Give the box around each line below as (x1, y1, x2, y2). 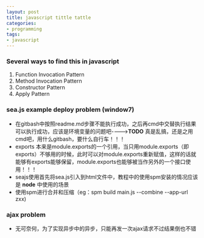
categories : (6, 20, 37, 26)
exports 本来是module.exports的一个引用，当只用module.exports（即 (15, 143, 189, 150)
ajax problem (6, 210, 46, 219)
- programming (6, 25, 43, 32)
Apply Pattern (15, 90, 50, 98)
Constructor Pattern (15, 84, 66, 91)
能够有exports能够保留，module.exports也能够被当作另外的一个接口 (15, 158, 186, 165)
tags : (6, 32, 20, 38)
